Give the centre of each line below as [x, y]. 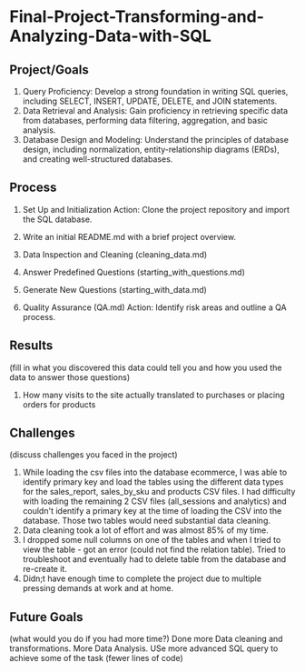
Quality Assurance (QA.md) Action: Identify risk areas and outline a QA [155, 307]
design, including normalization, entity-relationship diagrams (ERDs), [151, 149]
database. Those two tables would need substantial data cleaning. [146, 521]
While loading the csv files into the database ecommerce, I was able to [155, 472]
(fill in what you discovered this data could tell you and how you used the [146, 367]
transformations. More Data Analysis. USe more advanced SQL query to [144, 648]
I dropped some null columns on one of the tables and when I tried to [152, 540]
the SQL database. [57, 219]
